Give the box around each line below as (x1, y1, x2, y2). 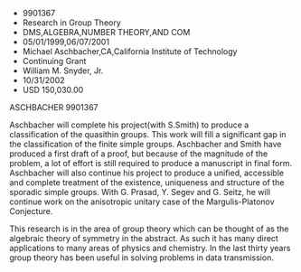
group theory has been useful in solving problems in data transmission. (9, 252, 274, 263)
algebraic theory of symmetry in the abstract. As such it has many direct (9, 233, 278, 243)
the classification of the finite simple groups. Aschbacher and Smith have (9, 139, 282, 149)
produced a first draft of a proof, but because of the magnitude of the (9, 148, 268, 159)
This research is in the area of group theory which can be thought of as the (9, 223, 289, 234)
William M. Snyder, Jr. (22, 65, 104, 76)
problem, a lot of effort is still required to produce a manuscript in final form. (9, 158, 292, 168)
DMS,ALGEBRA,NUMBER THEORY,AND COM (22, 27, 191, 37)
